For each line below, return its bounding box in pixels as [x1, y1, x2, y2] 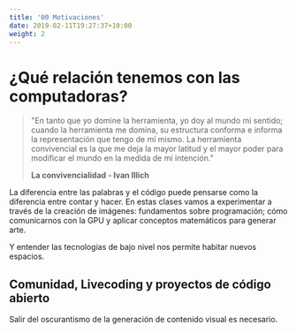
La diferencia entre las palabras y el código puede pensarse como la [9, 187, 259, 198]
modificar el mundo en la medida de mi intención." [30, 153, 214, 163]
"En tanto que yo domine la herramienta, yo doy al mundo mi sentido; [30, 116, 284, 126]
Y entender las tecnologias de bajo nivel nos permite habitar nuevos [9, 242, 257, 253]
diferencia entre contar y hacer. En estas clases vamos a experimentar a [9, 196, 272, 208]
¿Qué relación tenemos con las [9, 67, 240, 87]
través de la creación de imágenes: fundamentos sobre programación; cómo [9, 206, 289, 216]
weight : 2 [9, 29, 46, 38]
